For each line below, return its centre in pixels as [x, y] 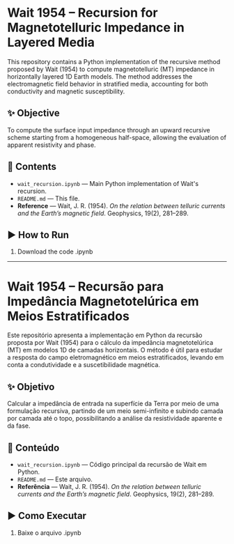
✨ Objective [34, 113]
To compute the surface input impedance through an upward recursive [109, 130]
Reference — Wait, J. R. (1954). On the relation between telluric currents [121, 205]
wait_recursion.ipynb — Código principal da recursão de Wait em [112, 464]
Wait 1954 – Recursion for [83, 13]
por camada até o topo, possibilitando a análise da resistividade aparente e [115, 419]
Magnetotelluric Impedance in [96, 28]
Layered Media [51, 42]
